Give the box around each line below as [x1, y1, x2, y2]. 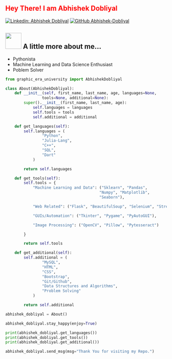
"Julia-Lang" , [41, 138, 72, 143]
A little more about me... [23, 42, 101, 51]
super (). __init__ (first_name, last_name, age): [24, 100, 127, 106]
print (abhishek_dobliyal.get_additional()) [5, 340, 100, 345]
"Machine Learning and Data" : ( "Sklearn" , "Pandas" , [32, 185, 147, 190]
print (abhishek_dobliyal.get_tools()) [5, 335, 88, 340]
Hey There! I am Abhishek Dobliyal [5, 4, 118, 13]
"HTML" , [41, 264, 58, 270]
